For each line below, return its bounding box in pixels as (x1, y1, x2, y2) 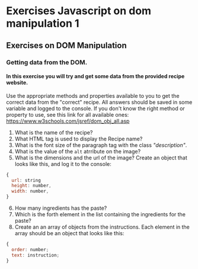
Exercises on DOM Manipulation (6, 40, 127, 50)
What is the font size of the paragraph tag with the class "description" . (14, 141, 187, 149)
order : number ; (11, 246, 49, 252)
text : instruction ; (11, 252, 60, 258)
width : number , (11, 188, 49, 194)
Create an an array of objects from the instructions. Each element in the (14, 223, 190, 230)
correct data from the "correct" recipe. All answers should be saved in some (6, 98, 193, 105)
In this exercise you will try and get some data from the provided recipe (6, 73, 185, 80)
